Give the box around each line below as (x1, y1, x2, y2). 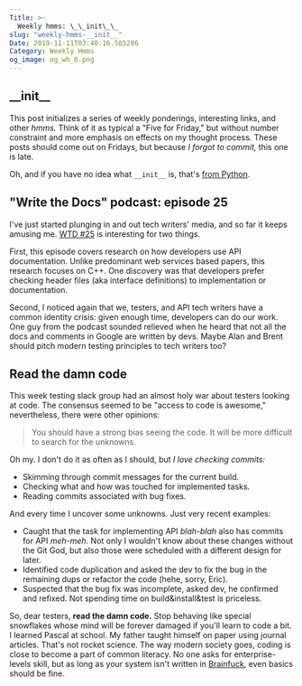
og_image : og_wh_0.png (9, 55, 95, 64)
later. (22, 555, 42, 566)
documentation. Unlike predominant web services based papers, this (9, 255, 266, 267)
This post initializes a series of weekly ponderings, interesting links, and (9, 112, 277, 123)
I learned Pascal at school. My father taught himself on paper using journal (9, 630, 287, 641)
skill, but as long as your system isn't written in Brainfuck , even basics (32, 659, 293, 670)
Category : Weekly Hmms (9, 47, 95, 56)
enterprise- (233, 649, 277, 660)
